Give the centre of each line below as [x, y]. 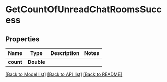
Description [65, 53]
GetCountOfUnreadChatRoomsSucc [84, 9]
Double [36, 62]
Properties [22, 39]
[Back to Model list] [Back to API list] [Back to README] [64, 74]
